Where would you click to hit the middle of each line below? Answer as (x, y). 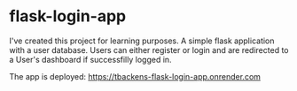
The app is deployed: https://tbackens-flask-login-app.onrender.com (135, 76)
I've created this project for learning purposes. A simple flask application (142, 41)
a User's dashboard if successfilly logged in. (90, 59)
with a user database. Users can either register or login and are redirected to (149, 49)
